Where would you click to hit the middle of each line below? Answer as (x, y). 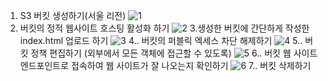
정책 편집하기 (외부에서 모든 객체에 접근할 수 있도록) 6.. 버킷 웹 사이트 (174, 53)
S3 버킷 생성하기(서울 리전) (73, 15)
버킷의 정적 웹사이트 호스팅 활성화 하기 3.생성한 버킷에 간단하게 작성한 (164, 28)
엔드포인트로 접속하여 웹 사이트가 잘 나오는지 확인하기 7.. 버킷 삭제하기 (165, 65)
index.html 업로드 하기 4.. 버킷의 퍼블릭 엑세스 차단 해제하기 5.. (161, 40)
